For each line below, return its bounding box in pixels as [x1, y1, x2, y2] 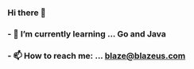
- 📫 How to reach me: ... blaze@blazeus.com [7, 50, 186, 61]
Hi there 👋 [7, 7, 47, 18]
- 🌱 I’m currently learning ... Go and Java [7, 28, 166, 39]
